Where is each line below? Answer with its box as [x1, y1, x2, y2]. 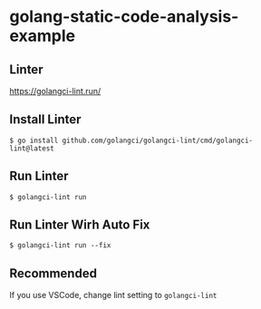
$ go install [9, 136, 59, 145]
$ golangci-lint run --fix [9, 241, 111, 250]
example [9, 25, 76, 46]
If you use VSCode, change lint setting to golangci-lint [9, 290, 217, 301]
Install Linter [9, 111, 82, 128]
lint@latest [9, 143, 54, 153]
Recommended [9, 266, 98, 281]
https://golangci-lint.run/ [9, 86, 101, 96]
